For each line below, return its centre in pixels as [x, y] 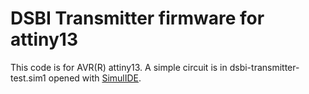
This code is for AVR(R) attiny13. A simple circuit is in [119, 67]
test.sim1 [28, 78]
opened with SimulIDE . [95, 78]
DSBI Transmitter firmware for [137, 18]
